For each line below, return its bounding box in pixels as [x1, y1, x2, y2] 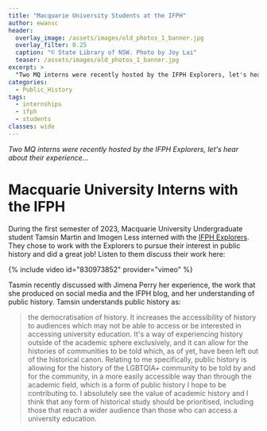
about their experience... [8, 153, 89, 162]
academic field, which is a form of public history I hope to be [27, 379, 226, 390]
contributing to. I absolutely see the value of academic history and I [27, 388, 249, 398]
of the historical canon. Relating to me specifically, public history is [27, 355, 247, 364]
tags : [8, 93, 26, 101]
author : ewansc [8, 19, 59, 27]
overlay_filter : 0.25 [15, 41, 87, 49]
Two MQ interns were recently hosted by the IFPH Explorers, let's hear [8, 144, 239, 153]
